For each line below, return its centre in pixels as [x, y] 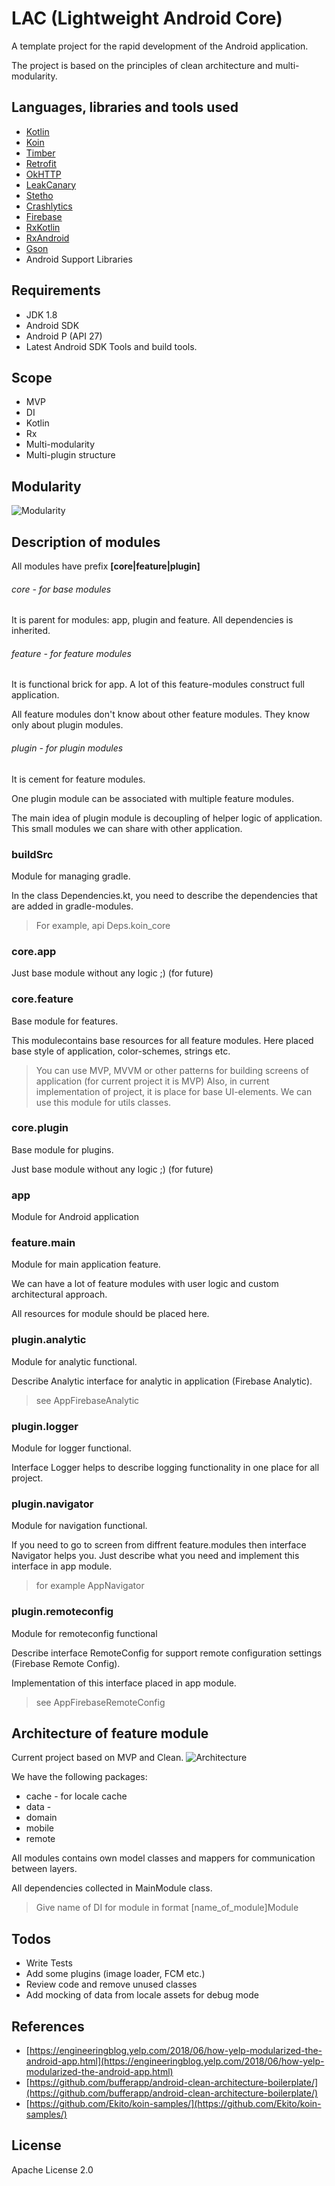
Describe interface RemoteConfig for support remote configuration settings [167, 1653]
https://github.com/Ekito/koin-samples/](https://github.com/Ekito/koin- [175, 2104]
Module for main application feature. [86, 1264]
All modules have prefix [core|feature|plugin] [106, 566]
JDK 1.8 [41, 314]
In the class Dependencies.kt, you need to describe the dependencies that [164, 895]
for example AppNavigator [90, 1586]
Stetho [39, 195]
